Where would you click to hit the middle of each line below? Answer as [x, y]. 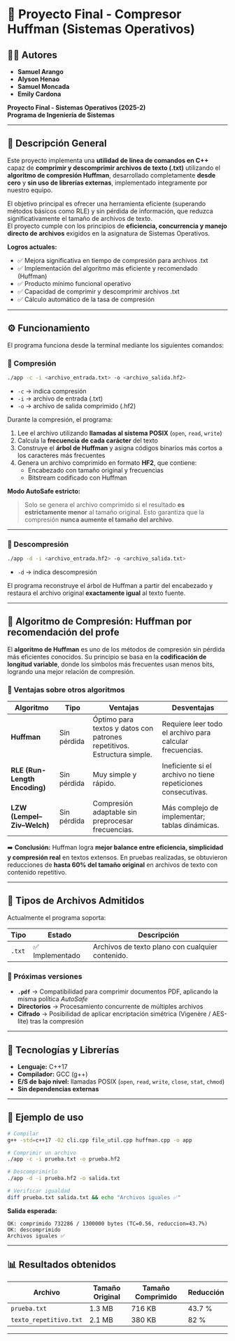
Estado [60, 935]
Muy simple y [115, 775]
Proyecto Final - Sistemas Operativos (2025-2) [77, 107]
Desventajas [193, 708]
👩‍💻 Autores [32, 55]
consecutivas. [185, 792]
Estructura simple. [122, 754]
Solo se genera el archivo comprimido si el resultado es [105, 504]
